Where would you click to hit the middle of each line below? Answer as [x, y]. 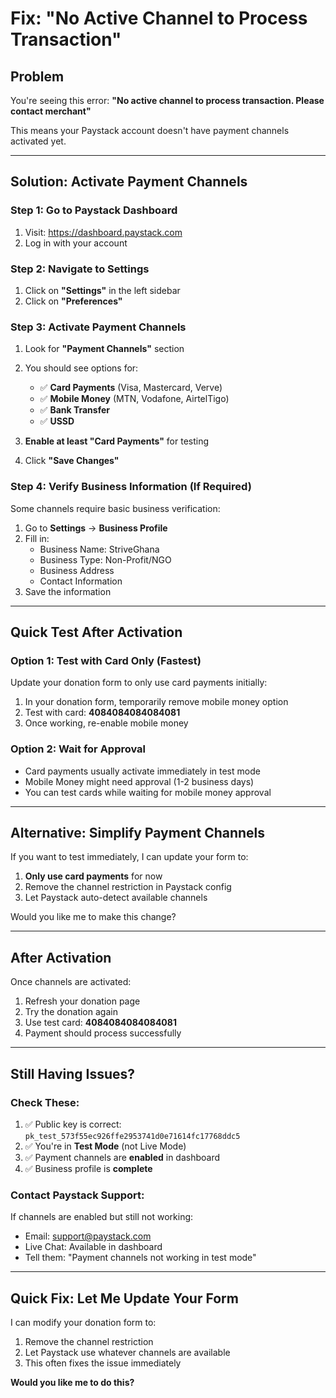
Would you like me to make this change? [93, 917]
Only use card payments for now [93, 876]
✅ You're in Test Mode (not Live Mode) [105, 1146]
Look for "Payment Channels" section [104, 349]
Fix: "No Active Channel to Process [159, 18]
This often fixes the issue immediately [103, 1363]
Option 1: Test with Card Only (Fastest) [106, 660]
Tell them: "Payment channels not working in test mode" [140, 1258]
